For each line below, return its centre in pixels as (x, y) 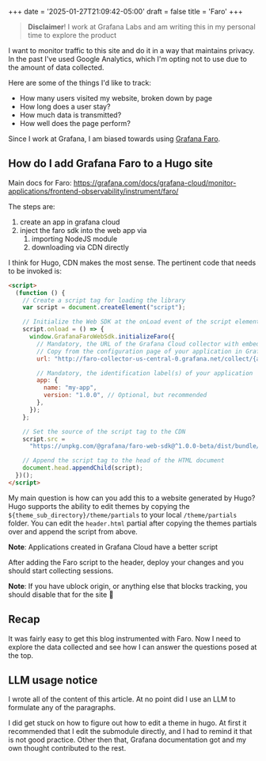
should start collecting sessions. (61, 571)
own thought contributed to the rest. (67, 748)
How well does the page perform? (75, 123)
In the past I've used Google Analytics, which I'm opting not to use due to (128, 59)
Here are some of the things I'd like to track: (80, 83)
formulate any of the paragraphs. (62, 708)
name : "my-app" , (70, 388)
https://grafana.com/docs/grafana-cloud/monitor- (155, 182)
